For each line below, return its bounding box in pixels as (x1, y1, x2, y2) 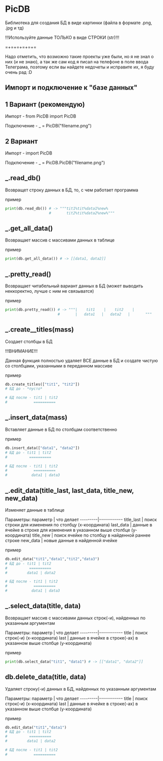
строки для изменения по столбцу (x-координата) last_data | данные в (5, 521, 153, 527)
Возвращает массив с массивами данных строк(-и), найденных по (5, 615, 146, 621)
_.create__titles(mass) (5, 326, 74, 334)
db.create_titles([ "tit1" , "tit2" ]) (5, 382, 80, 387)
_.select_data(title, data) (5, 602, 81, 610)
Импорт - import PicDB (5, 150, 52, 156)
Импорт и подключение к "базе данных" (5, 84, 138, 92)
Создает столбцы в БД (5, 338, 53, 344)
